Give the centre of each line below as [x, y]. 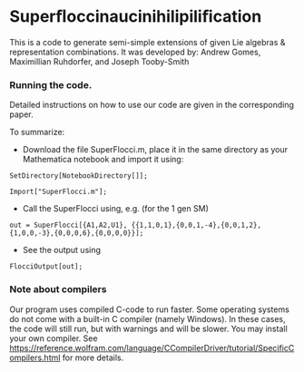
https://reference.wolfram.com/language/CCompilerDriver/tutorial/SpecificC [152, 348]
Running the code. [51, 84]
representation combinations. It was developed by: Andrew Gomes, [135, 52]
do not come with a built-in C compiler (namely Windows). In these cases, [147, 318]
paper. [21, 114]
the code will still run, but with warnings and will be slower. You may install [148, 328]
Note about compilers [58, 289]
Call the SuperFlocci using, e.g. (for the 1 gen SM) [115, 209]
